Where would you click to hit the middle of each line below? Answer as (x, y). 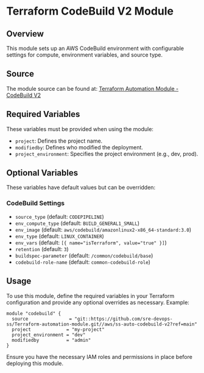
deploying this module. (35, 363)
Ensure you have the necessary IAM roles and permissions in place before (100, 357)
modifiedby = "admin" (51, 340)
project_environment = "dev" (49, 335)
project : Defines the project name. (59, 141)
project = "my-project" (58, 329)
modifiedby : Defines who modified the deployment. (79, 147)
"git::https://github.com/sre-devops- (123, 319)
